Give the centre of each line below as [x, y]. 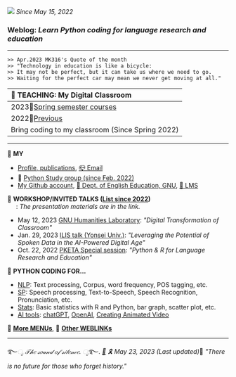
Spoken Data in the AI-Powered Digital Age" [81, 243]
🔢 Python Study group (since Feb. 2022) [76, 178]
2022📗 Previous [37, 118]
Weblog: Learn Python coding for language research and [107, 30]
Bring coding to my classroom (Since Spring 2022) [95, 130]
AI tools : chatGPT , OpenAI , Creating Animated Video [93, 315]
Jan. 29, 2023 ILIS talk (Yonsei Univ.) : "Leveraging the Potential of [113, 235]
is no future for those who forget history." [67, 366]
